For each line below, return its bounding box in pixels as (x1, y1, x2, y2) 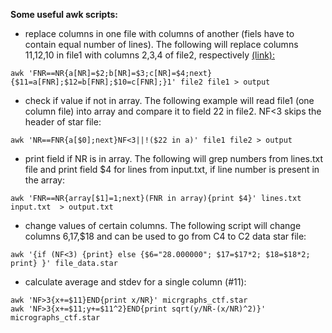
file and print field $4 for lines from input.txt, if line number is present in (24, 164, 320, 175)
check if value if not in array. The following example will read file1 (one (24, 95, 315, 106)
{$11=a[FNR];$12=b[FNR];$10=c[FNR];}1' (10, 77, 177, 87)
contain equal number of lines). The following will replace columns (24, 39, 299, 50)
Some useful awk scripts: (10, 9, 118, 20)
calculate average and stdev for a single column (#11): (24, 276, 247, 288)
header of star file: (24, 116, 102, 128)
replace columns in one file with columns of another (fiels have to (24, 28, 295, 39)
